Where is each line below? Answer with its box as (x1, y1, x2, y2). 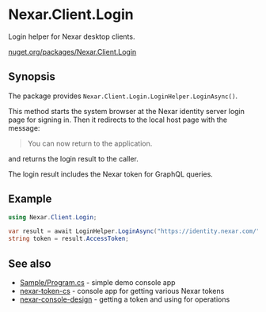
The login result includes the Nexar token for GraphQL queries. (8, 169, 214, 179)
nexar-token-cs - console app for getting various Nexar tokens (19, 287, 225, 295)
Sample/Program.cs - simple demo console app (19, 278, 176, 287)
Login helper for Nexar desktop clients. (8, 32, 135, 41)
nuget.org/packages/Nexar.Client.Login (8, 47, 137, 56)
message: (8, 123, 40, 132)
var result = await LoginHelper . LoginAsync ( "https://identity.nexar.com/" (8, 227, 260, 235)
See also (8, 257, 51, 270)
